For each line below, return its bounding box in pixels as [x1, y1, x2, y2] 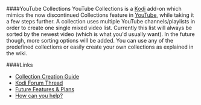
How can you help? [14, 92, 63, 99]
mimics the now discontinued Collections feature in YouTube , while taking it [6, 11, 194, 19]
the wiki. [6, 50, 27, 56]
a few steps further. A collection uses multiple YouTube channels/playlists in [6, 18, 196, 25]
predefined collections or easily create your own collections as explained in [6, 43, 194, 50]
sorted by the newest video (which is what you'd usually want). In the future [6, 31, 195, 38]
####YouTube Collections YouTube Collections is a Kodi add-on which [6, 5, 182, 12]
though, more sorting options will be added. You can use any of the [6, 37, 174, 44]
